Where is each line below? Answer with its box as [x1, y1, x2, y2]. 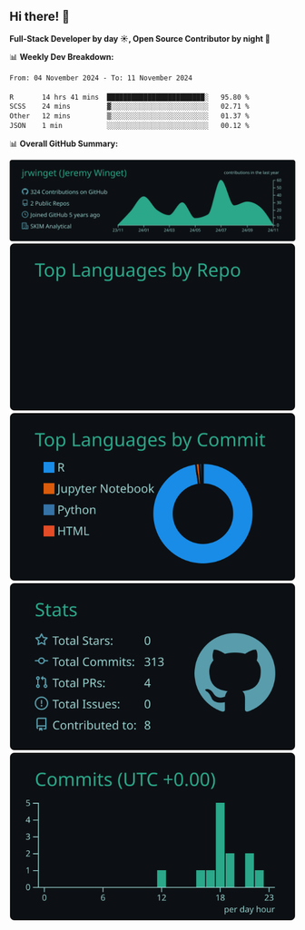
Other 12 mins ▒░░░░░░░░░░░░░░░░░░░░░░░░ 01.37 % [9, 112, 250, 121]
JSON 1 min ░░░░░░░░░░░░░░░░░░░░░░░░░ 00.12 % [9, 122, 250, 131]
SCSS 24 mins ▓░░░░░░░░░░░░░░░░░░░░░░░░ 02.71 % [9, 102, 250, 112]
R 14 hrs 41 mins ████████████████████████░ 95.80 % [9, 93, 250, 102]
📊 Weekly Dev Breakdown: [9, 51, 114, 62]
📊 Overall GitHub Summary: [9, 138, 119, 150]
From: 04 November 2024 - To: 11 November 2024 [9, 73, 193, 83]
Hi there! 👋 [9, 9, 71, 24]
